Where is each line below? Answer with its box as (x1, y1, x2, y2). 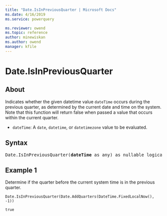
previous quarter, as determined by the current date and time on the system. (5, 104, 162, 110)
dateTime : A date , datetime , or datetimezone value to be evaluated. (12, 124, 148, 130)
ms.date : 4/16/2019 (5, 12, 46, 17)
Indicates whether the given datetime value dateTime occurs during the (5, 98, 150, 105)
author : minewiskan (5, 35, 46, 40)
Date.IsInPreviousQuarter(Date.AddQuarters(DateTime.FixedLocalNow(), (5, 194, 155, 200)
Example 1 (5, 166, 37, 175)
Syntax (5, 139, 28, 147)
